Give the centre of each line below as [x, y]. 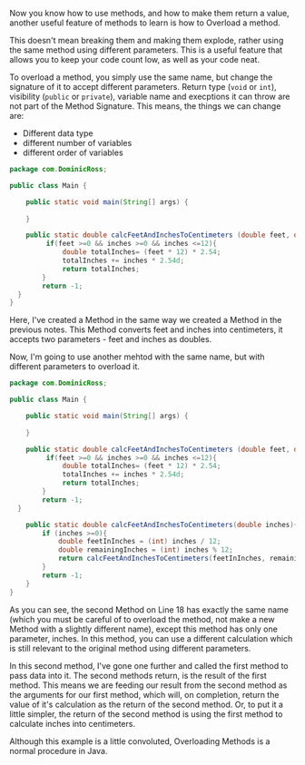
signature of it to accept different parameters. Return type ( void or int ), [143, 87]
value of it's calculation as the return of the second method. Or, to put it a [147, 704]
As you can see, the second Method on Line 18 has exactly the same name [149, 609]
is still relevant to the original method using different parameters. [130, 648]
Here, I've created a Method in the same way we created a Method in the [146, 320]
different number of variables [77, 143]
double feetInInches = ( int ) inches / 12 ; [139, 542]
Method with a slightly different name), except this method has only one [144, 629]
